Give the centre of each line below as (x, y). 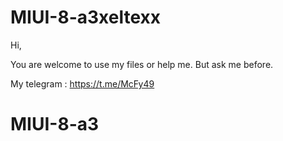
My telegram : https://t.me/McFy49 (82, 83)
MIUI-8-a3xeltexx (85, 17)
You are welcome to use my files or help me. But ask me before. (142, 64)
